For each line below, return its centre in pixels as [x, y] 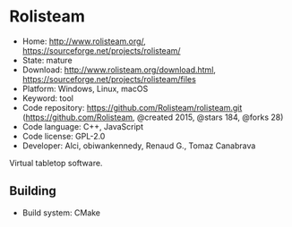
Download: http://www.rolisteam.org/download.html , [119, 70]
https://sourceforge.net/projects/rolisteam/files [109, 79]
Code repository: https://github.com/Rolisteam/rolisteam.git [132, 107]
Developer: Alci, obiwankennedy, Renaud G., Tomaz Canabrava [139, 146]
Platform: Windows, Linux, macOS [85, 88]
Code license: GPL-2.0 [64, 136]
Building [33, 191]
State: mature [47, 60]
